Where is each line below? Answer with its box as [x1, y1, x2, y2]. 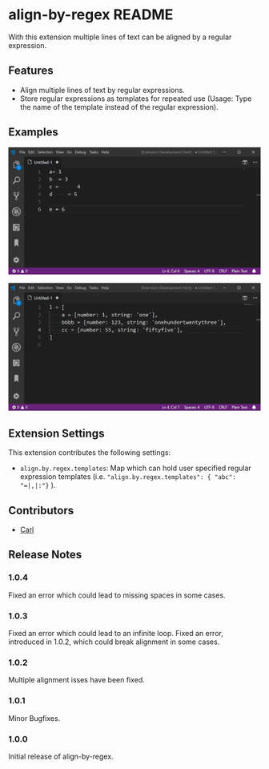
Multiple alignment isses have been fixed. [8, 675, 146, 685]
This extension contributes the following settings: [8, 448, 171, 457]
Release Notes [8, 548, 82, 562]
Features [8, 64, 54, 78]
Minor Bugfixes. [8, 713, 61, 723]
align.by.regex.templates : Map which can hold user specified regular [19, 463, 252, 473]
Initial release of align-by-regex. [8, 751, 114, 761]
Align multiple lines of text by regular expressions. [19, 85, 186, 95]
